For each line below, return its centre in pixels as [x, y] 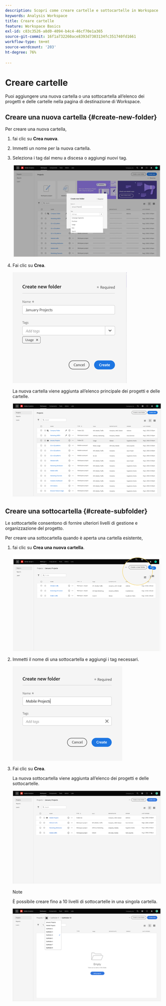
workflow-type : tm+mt [28, 42]
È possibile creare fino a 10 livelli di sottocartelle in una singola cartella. [85, 901]
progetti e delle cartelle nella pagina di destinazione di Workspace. [73, 102]
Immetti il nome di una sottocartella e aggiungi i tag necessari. [76, 660]
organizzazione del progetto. [35, 528]
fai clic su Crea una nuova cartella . [48, 548]
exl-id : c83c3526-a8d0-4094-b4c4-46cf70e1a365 [54, 31]
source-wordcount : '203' [31, 47]
